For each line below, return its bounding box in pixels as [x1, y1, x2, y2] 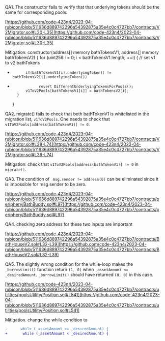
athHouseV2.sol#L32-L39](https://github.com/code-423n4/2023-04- [5, 241, 147, 247]
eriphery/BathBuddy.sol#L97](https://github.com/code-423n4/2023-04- [5, 201, 152, 207]
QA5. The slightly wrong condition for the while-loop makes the [5, 261, 134, 267]
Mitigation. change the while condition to [5, 317, 87, 323]
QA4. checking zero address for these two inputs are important [5, 221, 133, 227]
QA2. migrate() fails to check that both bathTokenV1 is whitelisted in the [5, 111, 149, 117]
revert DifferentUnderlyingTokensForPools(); [38, 84, 134, 89]
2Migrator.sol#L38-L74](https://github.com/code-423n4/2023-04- [5, 141, 141, 147]
